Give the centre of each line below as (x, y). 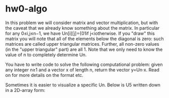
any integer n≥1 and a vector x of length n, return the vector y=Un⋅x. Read (82, 70)
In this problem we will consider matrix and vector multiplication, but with (82, 23)
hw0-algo (26, 9)
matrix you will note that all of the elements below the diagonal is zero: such (84, 39)
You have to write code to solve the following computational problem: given (84, 64)
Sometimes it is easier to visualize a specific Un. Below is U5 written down (83, 85)
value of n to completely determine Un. (46, 55)
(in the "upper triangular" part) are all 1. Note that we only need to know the (84, 49)
